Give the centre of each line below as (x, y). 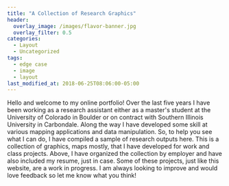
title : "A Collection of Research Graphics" (72, 13)
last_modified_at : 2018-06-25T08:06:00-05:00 (73, 83)
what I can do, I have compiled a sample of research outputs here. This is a (113, 139)
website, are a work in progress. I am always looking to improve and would (112, 168)
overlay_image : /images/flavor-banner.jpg (75, 26)
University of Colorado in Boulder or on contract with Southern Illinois (105, 118)
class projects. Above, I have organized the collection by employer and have (115, 154)
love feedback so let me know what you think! (72, 176)
